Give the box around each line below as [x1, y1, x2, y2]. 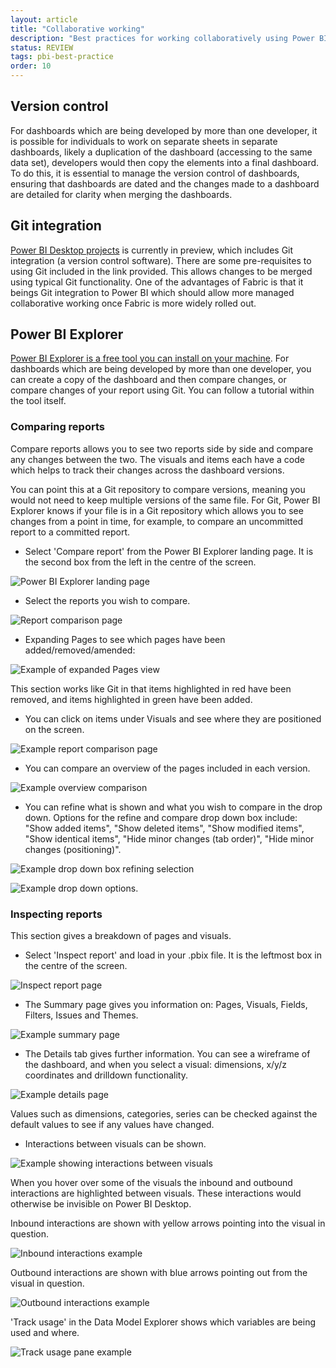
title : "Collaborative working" [10, 24, 145, 34]
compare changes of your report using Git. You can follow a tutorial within [10, 384, 315, 396]
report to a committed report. [10, 526, 131, 538]
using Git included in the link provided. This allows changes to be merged [10, 265, 313, 277]
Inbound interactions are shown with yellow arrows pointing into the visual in [10, 1217, 326, 1230]
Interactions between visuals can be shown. [24, 1138, 207, 1150]
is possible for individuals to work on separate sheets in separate [10, 135, 278, 147]
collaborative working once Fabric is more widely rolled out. [10, 297, 257, 309]
